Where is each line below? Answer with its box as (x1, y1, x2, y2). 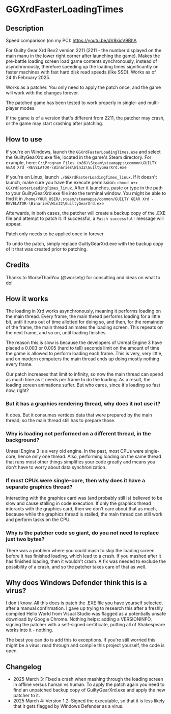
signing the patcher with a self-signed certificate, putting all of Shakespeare (6, 622, 165, 628)
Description (6, 24, 44, 33)
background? (6, 436, 40, 444)
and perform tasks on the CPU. (6, 516, 71, 523)
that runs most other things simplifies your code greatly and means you (6, 459, 156, 465)
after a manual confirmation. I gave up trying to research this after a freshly (6, 605, 163, 611)
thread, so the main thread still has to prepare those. (6, 417, 116, 423)
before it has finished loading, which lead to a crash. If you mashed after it (6, 553, 162, 559)
